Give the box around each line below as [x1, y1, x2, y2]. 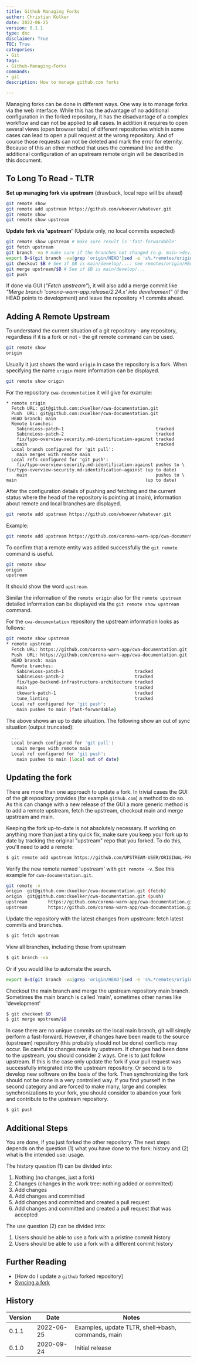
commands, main [74, 1330, 122, 1338]
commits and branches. [6, 921, 63, 928]
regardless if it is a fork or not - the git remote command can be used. [6, 334, 175, 341]
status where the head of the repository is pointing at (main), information [6, 494, 182, 501]
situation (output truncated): [6, 723, 74, 730]
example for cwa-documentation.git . [6, 871, 93, 878]
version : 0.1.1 [6, 25, 43, 31]
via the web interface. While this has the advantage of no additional [6, 107, 169, 114]
